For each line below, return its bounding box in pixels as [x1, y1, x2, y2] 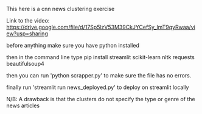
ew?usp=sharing [6, 30, 49, 37]
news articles [6, 102, 40, 109]
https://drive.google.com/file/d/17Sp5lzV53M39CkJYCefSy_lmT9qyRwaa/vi [6, 24, 196, 30]
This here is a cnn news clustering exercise [6, 5, 115, 12]
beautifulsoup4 [6, 60, 44, 67]
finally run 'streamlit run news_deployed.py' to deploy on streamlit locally [6, 84, 189, 91]
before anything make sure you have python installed [6, 42, 140, 49]
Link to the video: [6, 17, 50, 24]
